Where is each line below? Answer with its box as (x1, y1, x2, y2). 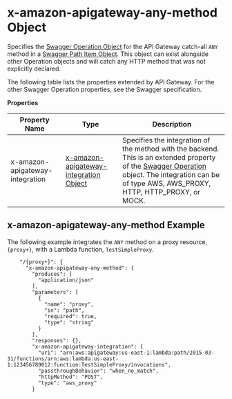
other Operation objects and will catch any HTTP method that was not (7, 57, 206, 65)
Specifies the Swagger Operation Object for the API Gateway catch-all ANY (7, 42, 218, 50)
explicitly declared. (7, 64, 61, 73)
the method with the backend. (122, 144, 220, 154)
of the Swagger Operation (122, 161, 207, 171)
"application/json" (37, 277, 95, 284)
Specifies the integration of (122, 135, 211, 145)
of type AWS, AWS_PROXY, (122, 178, 211, 188)
